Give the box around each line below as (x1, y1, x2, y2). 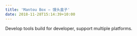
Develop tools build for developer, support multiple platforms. (5, 25, 132, 31)
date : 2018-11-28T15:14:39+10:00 (5, 12, 76, 17)
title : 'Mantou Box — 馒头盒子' (5, 7, 71, 12)
